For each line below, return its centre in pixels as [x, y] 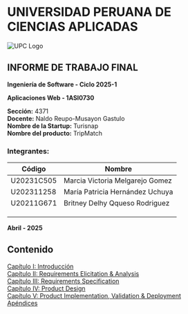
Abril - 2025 [25, 228]
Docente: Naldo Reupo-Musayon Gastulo [66, 118]
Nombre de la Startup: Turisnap [53, 126]
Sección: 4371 [28, 111]
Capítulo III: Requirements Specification [63, 281]
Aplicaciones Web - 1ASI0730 [51, 98]
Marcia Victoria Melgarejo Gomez [118, 181]
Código [34, 169]
